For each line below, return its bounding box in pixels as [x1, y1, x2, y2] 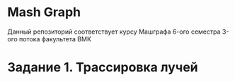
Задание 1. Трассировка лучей [7, 60, 198, 76]
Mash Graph [7, 4, 81, 20]
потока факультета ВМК [18, 34, 92, 43]
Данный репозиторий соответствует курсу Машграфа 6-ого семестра [7, 27, 221, 36]
